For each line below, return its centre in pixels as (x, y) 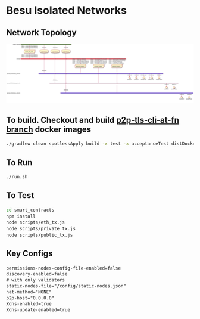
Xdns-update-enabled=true (38, 310)
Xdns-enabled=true (29, 304)
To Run (19, 162)
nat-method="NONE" (29, 292)
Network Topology (41, 32)
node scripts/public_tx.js (40, 235)
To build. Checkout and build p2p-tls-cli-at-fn (93, 120)
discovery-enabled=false (37, 274)
